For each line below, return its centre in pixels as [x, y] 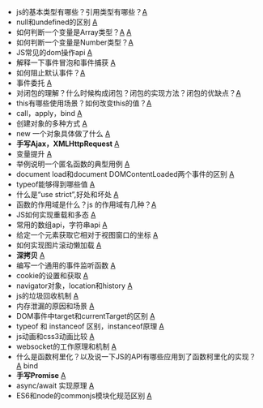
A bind [27, 366]
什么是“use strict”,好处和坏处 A [67, 194]
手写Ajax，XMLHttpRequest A [68, 144]
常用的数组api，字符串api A [62, 225]
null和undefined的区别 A [57, 22]
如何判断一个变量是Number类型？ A [74, 42]
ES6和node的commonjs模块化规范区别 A [84, 395]
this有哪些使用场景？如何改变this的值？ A [84, 103]
